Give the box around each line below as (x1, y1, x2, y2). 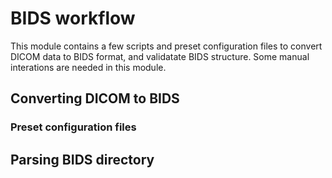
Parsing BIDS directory (10, 151, 155, 168)
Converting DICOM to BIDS (10, 90, 180, 107)
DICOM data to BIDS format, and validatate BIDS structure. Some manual (10, 50, 310, 62)
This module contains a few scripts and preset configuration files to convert (10, 40, 323, 52)
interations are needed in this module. (10, 61, 167, 73)
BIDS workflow (10, 7, 136, 30)
